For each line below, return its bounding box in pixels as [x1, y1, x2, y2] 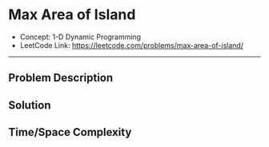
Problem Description [8, 71, 114, 85]
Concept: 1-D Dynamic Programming [19, 32, 142, 42]
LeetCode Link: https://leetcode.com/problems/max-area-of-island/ [19, 40, 244, 50]
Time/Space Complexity [8, 125, 132, 139]
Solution [8, 98, 51, 112]
